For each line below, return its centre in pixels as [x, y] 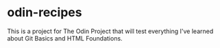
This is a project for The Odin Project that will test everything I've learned [110, 31]
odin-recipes [45, 13]
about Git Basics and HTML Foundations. [65, 38]
